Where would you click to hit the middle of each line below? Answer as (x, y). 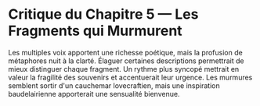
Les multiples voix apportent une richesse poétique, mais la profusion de (125, 52)
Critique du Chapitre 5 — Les (103, 14)
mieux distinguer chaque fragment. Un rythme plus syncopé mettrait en (124, 69)
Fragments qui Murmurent (95, 31)
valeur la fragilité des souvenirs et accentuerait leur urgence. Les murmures (130, 77)
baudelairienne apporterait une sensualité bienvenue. (94, 94)
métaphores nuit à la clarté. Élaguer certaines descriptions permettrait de (126, 61)
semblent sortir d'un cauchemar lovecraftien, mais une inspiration (114, 85)
